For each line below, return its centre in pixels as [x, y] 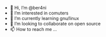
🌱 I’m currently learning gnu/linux [44, 18]
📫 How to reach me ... [33, 29]
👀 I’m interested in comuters [39, 13]
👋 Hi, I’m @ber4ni [28, 8]
